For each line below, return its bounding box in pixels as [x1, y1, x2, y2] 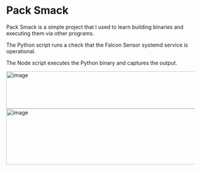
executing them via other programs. [6, 29, 95, 36]
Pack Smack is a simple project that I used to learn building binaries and [6, 23, 184, 30]
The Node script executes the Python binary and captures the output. [6, 59, 178, 66]
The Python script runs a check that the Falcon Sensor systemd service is [6, 41, 188, 48]
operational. [6, 47, 36, 54]
